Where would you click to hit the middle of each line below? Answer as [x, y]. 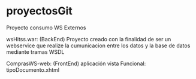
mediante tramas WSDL [35, 51]
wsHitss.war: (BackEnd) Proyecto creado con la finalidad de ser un [89, 39]
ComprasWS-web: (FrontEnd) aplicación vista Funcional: [76, 63]
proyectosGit [40, 11]
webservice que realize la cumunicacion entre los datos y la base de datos [98, 45]
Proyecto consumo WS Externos [46, 28]
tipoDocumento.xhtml [33, 69]
